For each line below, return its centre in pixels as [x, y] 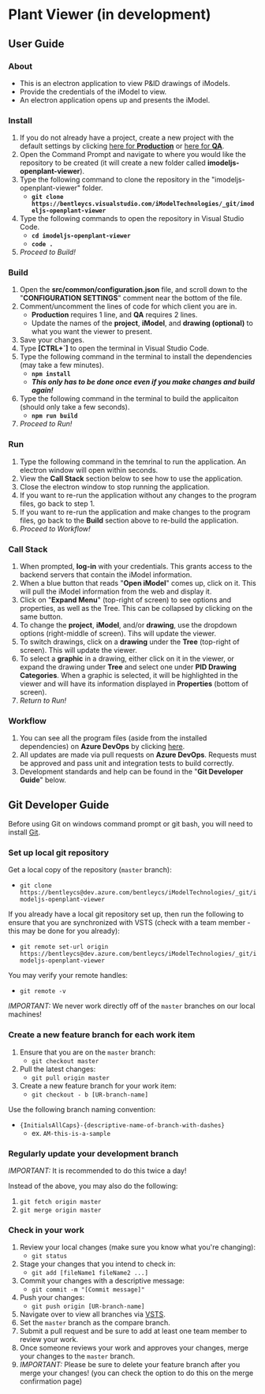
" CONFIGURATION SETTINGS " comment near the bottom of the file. [131, 298]
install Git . [24, 832]
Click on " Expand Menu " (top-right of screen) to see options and [125, 600]
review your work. [49, 1340]
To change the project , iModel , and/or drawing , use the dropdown [128, 625]
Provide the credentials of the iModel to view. [93, 92]
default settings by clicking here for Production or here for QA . [122, 146]
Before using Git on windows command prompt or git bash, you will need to [131, 824]
